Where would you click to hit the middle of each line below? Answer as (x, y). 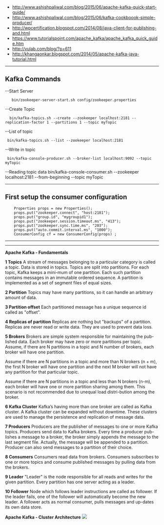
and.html (21, 33)
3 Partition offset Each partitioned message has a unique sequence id (76, 307)
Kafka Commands (33, 79)
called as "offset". (23, 312)
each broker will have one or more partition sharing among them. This (75, 386)
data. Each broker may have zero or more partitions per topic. (80, 341)
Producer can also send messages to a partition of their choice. (69, 447)
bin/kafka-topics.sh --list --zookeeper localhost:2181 (65, 140)
